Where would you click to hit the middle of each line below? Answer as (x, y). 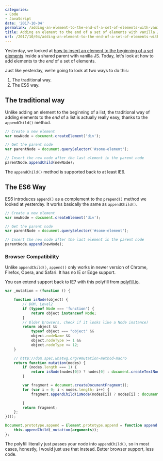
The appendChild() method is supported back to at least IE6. (65, 172)
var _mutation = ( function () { (38, 291)
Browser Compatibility (32, 256)
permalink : (16, 28)
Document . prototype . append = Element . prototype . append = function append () (83, 425)
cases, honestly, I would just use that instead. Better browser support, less (80, 449)
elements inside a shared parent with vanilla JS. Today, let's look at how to (79, 56)
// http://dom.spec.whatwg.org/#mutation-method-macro (70, 358)
